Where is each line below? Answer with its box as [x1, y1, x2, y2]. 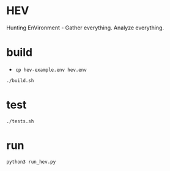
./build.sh [6, 77, 34, 83]
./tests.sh [6, 118, 34, 124]
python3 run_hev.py [6, 159, 56, 165]
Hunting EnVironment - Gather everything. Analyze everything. [6, 24, 164, 31]
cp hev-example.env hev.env [15, 67, 87, 73]
